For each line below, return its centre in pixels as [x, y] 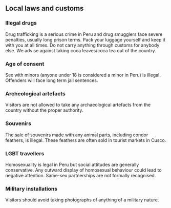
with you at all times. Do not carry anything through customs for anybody [82, 45]
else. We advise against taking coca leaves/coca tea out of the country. [81, 50]
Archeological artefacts [35, 93]
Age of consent [25, 64]
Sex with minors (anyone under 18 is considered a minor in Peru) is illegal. [83, 75]
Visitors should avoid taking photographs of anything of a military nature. [82, 200]
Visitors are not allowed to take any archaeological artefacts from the [78, 105]
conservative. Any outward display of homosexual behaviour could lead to [84, 170]
